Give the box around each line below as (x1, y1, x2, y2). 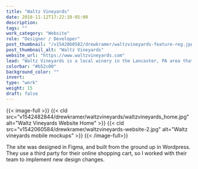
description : (6, 19, 38, 25)
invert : (6, 74, 25, 80)
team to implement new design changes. (6, 155, 105, 163)
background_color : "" (6, 69, 60, 75)
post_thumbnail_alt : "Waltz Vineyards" (6, 47, 104, 53)
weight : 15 (6, 85, 33, 91)
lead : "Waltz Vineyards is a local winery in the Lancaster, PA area (6, 58, 181, 64)
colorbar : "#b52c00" (6, 63, 57, 69)
